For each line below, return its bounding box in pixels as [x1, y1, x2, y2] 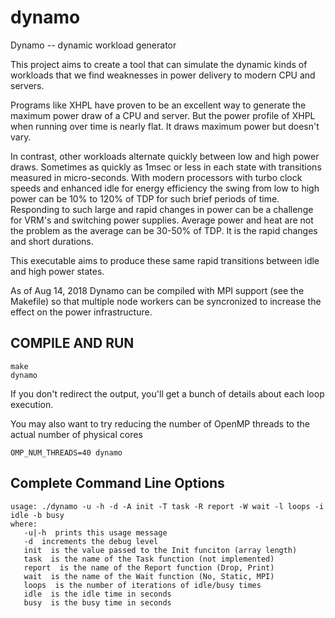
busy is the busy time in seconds [23, 597, 172, 608]
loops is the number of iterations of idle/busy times [23, 580, 262, 590]
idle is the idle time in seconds [23, 589, 172, 599]
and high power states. [10, 265, 105, 277]
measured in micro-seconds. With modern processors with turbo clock [10, 171, 303, 183]
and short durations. [10, 235, 94, 247]
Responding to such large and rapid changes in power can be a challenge [10, 203, 314, 215]
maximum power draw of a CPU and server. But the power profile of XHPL [10, 109, 316, 121]
